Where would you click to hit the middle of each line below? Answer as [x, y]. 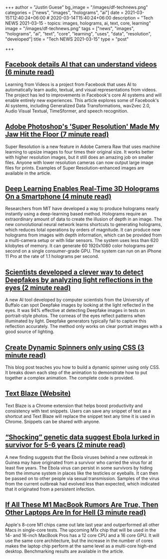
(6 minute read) [30, 72]
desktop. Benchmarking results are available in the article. [65, 551]
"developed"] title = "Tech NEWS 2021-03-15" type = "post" [67, 39]
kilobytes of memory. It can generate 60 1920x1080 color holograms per [79, 246]
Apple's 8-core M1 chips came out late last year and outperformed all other [82, 524]
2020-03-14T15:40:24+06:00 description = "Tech [102, 18]
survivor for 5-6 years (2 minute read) [65, 445]
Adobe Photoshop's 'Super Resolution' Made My [82, 127]
